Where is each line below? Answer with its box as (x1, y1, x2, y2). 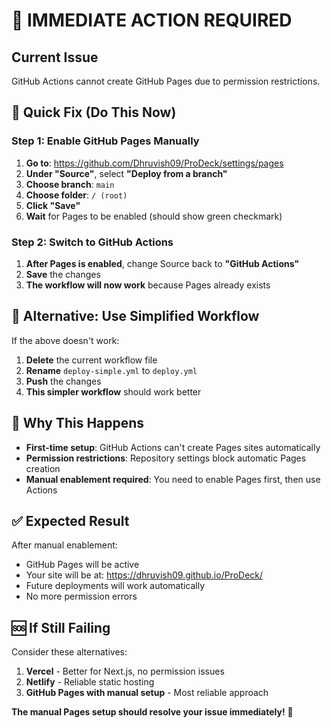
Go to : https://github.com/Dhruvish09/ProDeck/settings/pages (25, 157, 284, 169)
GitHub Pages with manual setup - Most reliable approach (25, 687, 269, 699)
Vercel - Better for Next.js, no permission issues (25, 665, 225, 678)
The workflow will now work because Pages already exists (25, 279, 271, 291)
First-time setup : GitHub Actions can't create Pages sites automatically (25, 441, 321, 453)
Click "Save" (25, 199, 81, 211)
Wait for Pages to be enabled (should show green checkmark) (25, 210, 283, 222)
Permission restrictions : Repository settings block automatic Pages (25, 452, 307, 464)
